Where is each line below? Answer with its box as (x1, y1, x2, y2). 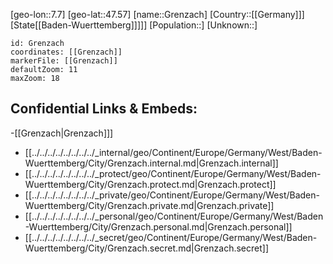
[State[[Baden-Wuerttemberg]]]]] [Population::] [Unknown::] (10, 19, 258, 31)
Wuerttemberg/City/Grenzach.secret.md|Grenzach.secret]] (24, 242, 270, 254)
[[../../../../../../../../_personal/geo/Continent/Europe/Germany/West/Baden (24, 210, 324, 222)
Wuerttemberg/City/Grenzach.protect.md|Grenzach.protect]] (24, 178, 277, 190)
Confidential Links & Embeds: (10, 100, 198, 118)
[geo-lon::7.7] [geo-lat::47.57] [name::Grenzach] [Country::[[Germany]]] (10, 9, 305, 20)
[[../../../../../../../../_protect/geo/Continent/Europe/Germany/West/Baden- (24, 167, 322, 179)
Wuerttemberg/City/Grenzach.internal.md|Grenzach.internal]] (24, 157, 279, 169)
